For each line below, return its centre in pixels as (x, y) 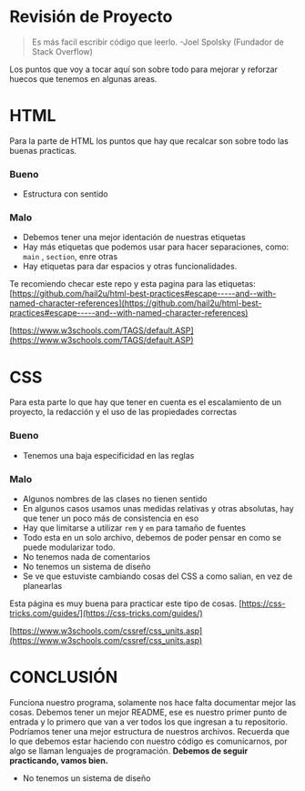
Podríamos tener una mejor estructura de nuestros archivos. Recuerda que (149, 731)
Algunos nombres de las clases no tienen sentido (115, 499)
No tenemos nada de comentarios (86, 557)
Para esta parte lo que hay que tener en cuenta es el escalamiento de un (146, 402)
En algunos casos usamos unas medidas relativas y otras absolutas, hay (158, 508)
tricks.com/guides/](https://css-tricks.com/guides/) (106, 613)
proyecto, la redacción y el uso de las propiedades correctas (123, 412)
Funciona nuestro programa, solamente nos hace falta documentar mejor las (153, 702)
